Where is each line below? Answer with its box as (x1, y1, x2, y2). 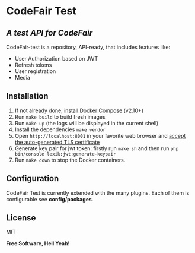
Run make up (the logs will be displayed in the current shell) (14, 119, 159, 126)
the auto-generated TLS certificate (14, 138, 100, 146)
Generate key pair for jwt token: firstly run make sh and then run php (14, 144, 179, 152)
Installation (6, 91, 49, 102)
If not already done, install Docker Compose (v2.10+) (14, 107, 144, 114)
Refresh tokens (14, 61, 52, 68)
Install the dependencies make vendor (14, 126, 106, 133)
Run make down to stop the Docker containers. (14, 156, 126, 163)
